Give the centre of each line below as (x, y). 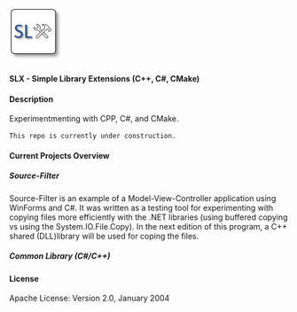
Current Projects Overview (59, 155)
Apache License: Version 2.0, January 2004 (90, 298)
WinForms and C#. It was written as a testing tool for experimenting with (141, 207)
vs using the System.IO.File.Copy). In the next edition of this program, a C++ (148, 226)
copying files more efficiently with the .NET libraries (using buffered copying (148, 217)
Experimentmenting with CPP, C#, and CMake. (94, 119)
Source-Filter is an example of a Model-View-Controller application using (143, 198)
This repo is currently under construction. (93, 136)
